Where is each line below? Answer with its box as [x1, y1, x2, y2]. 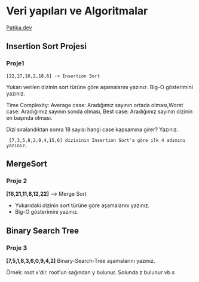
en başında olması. [6, 114, 53, 121]
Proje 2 [6, 177, 27, 185]
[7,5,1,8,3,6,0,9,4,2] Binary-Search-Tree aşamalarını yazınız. [6, 257, 155, 264]
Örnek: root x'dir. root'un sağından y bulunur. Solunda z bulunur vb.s [6, 269, 175, 276]
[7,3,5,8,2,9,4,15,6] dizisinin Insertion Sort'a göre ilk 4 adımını [8, 137, 186, 143]
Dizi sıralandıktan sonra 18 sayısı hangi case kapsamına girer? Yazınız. [6, 126, 179, 133]
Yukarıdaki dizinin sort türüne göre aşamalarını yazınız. [14, 202, 150, 209]
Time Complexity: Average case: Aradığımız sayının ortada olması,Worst [6, 101, 183, 108]
